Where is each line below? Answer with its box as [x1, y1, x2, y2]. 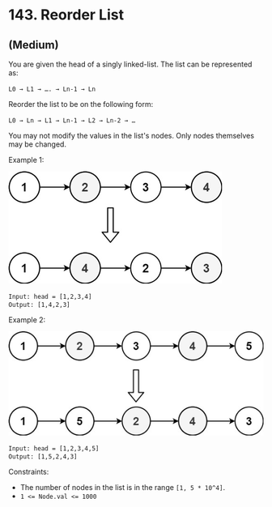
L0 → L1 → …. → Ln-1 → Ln [8, 85, 96, 93]
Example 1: [8, 156, 45, 164]
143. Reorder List [8, 6, 124, 24]
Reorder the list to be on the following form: [8, 100, 154, 109]
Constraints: [8, 467, 49, 477]
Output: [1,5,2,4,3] [8, 453, 79, 461]
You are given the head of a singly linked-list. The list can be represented [8, 59, 253, 69]
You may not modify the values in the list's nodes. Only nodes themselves [8, 131, 255, 140]
